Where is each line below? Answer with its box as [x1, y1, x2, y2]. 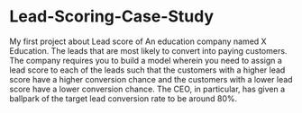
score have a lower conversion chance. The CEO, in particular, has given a [9, 83, 286, 94]
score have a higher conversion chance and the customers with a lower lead [9, 74, 293, 84]
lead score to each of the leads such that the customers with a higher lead [9, 65, 286, 75]
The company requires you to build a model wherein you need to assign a [9, 55, 282, 65]
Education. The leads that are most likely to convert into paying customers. [9, 45, 288, 56]
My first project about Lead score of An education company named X [9, 36, 268, 47]
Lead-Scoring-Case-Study [9, 6, 215, 27]
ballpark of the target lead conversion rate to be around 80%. [9, 92, 237, 104]
